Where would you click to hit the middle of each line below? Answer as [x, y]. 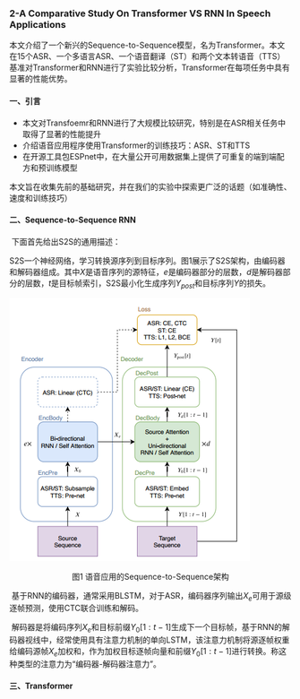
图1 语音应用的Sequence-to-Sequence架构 [150, 576]
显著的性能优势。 [41, 79]
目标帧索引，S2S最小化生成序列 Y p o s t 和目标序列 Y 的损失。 [165, 284]
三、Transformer [41, 686]
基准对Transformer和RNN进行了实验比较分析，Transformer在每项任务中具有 [150, 68]
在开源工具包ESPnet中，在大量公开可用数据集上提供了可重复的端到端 [150, 156]
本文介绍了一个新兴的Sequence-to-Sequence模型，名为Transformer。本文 [147, 45]
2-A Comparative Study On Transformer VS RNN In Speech [140, 13]
